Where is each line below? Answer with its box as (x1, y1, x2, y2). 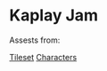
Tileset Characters (9, 51, 78, 62)
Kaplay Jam (9, 5, 99, 26)
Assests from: (9, 35, 61, 45)
